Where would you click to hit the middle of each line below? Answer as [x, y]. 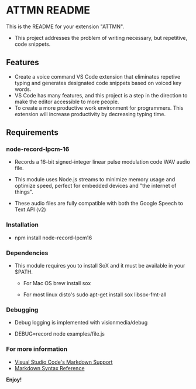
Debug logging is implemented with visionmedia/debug [81, 323]
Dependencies [27, 253]
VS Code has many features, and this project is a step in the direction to [101, 95]
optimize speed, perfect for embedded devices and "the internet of [95, 186]
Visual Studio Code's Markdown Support [63, 362]
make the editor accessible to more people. [67, 102]
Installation [23, 225]
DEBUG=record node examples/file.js [60, 334]
